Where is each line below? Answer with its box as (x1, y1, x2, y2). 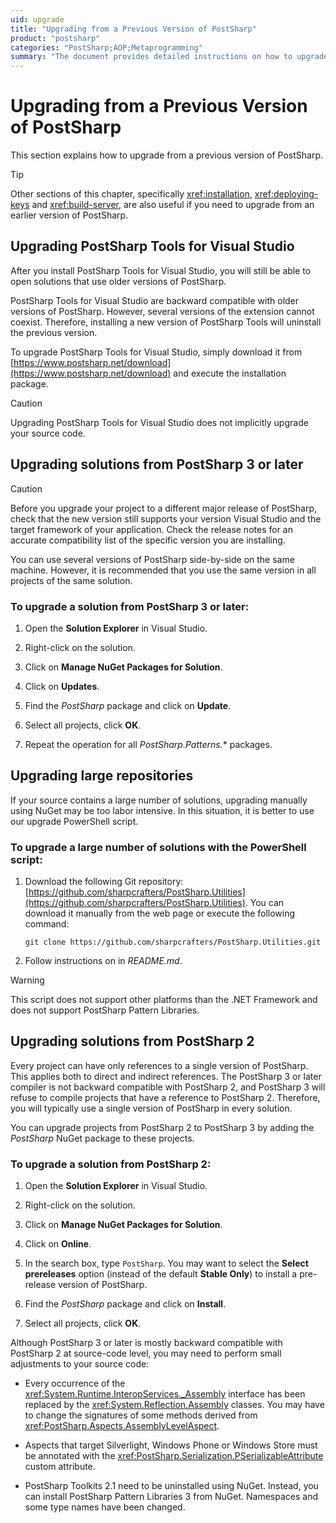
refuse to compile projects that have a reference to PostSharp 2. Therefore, (10, 1091, 321, 1103)
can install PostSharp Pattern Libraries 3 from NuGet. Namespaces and (24, 1491, 318, 1503)
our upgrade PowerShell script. (10, 815, 139, 827)
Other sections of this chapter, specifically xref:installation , (10, 188, 253, 200)
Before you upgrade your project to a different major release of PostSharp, (10, 502, 318, 514)
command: (24, 918, 70, 930)
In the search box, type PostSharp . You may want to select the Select (24, 1257, 309, 1270)
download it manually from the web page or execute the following (24, 907, 296, 920)
